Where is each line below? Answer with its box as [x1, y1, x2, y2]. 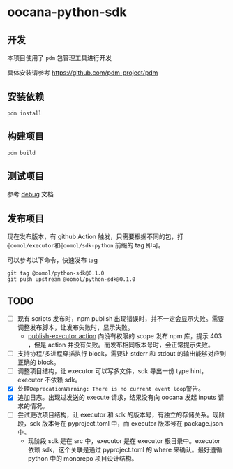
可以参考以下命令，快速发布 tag [7, 256, 98, 264]
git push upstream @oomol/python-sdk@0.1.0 [7, 276, 136, 283]
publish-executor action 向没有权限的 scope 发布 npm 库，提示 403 [27, 332, 222, 340]
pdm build [7, 150, 36, 157]
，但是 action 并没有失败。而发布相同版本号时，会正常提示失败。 [27, 340, 214, 349]
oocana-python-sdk [7, 4, 127, 20]
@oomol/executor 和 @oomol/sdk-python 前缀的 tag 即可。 [7, 241, 165, 250]
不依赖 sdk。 [44, 375, 82, 384]
